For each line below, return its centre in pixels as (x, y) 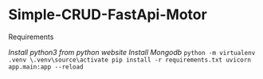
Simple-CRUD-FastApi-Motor (108, 15)
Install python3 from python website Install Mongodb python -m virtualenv (132, 52)
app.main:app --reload (46, 67)
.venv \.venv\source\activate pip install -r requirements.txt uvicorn (130, 60)
